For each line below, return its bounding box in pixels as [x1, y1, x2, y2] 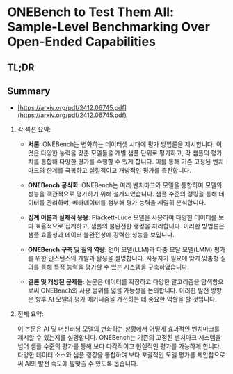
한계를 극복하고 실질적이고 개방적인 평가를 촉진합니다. [46, 166, 192, 175]
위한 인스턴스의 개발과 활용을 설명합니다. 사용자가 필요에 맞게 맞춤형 [35, 254, 219, 263]
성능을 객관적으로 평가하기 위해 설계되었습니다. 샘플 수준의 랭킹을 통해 [27, 189, 218, 198]
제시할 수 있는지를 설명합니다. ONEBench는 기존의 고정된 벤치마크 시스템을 [17, 334, 221, 342]
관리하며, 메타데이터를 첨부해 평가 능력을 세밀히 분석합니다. [46, 198, 207, 207]
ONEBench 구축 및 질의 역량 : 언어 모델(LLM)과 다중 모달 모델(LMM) [27, 245, 213, 254]
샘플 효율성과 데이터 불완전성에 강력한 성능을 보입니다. [27, 231, 175, 239]
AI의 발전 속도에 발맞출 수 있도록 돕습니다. [24, 359, 138, 368]
